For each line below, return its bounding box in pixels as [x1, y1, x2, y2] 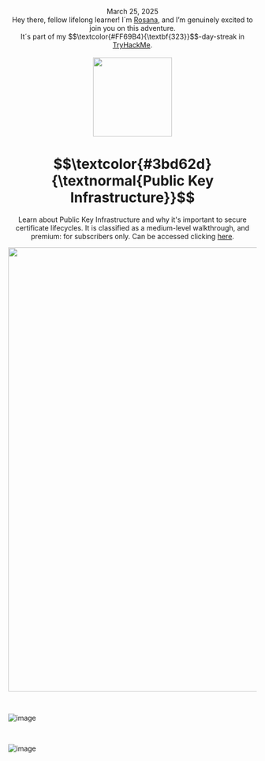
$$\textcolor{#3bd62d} [53, 156, 212, 173]
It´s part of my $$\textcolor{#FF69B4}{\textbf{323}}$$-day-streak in [21, 32, 244, 41]
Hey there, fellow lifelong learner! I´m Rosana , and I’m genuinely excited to [11, 15, 254, 24]
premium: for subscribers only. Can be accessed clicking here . [30, 231, 235, 241]
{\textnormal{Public [50, 172, 185, 190]
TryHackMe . [112, 40, 153, 50]
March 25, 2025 [106, 7, 159, 16]
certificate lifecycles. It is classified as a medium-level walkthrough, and [15, 223, 250, 232]
